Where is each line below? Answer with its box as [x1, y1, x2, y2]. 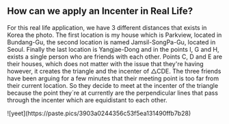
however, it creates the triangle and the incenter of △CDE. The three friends [7, 67, 221, 75]
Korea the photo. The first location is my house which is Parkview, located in [7, 31, 222, 39]
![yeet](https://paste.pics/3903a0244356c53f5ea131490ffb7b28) [7, 109, 191, 117]
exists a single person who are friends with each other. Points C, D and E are [7, 52, 223, 61]
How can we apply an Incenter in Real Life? [7, 5, 193, 17]
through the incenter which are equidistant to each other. [7, 95, 167, 104]
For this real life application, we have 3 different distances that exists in [7, 23, 207, 31]
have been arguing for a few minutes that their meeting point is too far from [7, 74, 219, 82]
